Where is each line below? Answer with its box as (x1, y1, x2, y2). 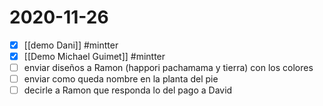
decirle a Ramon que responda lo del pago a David (23, 84, 233, 96)
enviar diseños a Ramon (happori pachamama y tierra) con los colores (23, 62, 314, 74)
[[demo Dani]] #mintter (23, 39, 119, 51)
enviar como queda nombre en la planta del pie (23, 73, 219, 85)
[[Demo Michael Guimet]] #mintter (23, 51, 166, 62)
